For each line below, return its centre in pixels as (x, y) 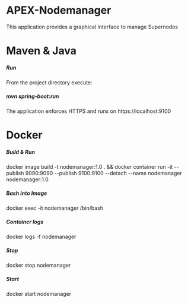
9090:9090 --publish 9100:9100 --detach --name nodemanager (103, 173)
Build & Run (21, 151)
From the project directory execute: (50, 83)
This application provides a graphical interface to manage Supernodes (92, 27)
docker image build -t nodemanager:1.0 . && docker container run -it (90, 167)
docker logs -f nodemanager (41, 237)
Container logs (25, 222)
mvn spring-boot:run (33, 96)
